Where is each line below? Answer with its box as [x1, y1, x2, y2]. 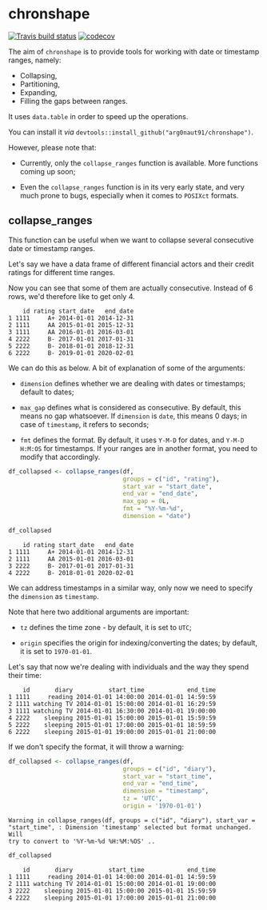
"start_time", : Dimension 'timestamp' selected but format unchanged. [8, 823, 252, 832]
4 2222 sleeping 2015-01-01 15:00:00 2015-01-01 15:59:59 [8, 713, 217, 722]
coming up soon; [19, 166, 76, 176]
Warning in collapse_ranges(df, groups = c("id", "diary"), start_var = [8, 816, 256, 824]
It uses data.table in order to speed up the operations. [8, 111, 189, 121]
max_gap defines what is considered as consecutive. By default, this [19, 402, 241, 412]
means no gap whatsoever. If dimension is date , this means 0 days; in [19, 411, 248, 421]
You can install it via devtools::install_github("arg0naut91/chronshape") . [8, 127, 254, 137]
